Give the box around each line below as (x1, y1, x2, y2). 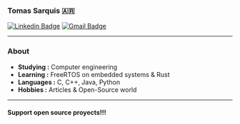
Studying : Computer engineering (17, 63, 118, 71)
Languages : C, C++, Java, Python (17, 78, 120, 86)
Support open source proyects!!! (7, 108, 107, 117)
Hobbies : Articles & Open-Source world (17, 85, 137, 94)
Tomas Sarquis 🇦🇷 (7, 6, 75, 16)
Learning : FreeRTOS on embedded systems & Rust (17, 70, 170, 78)
